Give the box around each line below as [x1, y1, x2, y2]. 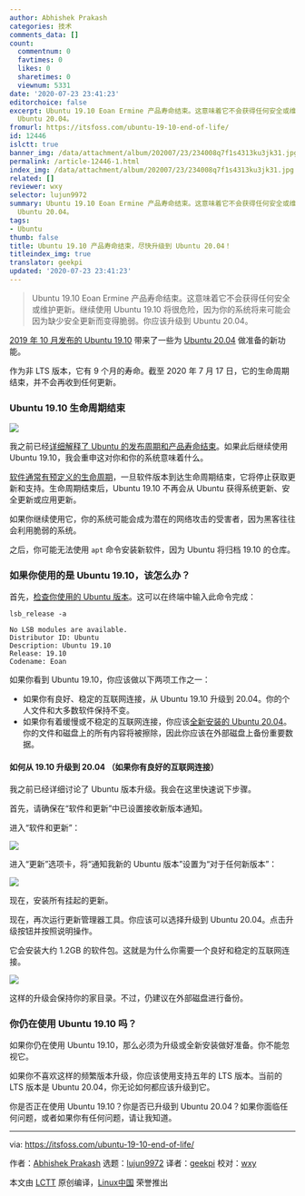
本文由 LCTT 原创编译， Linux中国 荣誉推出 [9, 1177, 169, 1188]
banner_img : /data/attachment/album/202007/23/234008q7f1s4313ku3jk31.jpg [9, 148, 299, 157]
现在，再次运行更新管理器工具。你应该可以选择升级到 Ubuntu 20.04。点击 [9, 914, 286, 924]
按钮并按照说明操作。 [16, 925, 97, 936]
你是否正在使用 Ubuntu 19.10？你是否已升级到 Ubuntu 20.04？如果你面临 [9, 1101, 280, 1112]
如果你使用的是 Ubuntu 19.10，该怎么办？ [9, 569, 191, 582]
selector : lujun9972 [9, 191, 88, 200]
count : [9, 38, 34, 48]
